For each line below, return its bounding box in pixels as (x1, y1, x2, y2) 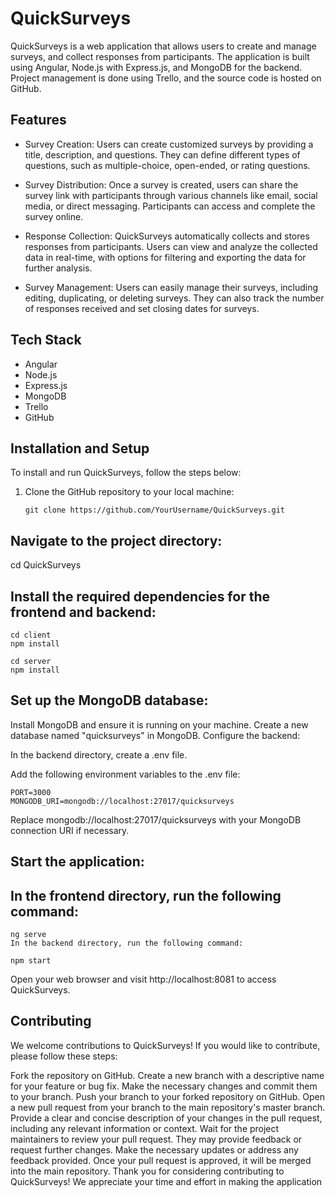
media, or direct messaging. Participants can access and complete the (24, 200, 316, 212)
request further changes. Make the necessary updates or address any (10, 1143, 299, 1156)
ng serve (10, 930, 47, 940)
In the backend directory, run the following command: (10, 938, 244, 949)
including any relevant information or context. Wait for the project (10, 1122, 280, 1134)
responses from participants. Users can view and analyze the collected (24, 240, 318, 252)
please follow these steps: (10, 1050, 118, 1062)
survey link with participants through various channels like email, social (24, 189, 318, 201)
